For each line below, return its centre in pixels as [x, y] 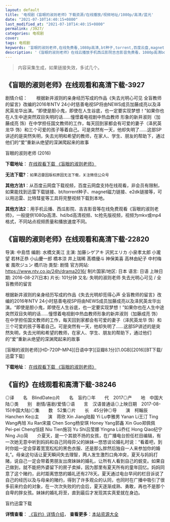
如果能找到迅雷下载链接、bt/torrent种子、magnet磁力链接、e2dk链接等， [81, 192]
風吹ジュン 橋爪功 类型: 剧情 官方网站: [50, 265]
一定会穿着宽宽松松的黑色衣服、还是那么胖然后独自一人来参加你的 [87, 448]
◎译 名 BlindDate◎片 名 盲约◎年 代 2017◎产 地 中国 [82, 397]
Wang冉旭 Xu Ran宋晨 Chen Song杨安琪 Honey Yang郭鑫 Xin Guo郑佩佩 [80, 423]
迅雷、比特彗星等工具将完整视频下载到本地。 [60, 198]
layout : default [22, 10]
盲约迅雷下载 [18, 503]
